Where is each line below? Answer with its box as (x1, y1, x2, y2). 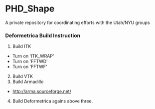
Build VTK (12, 73, 33, 79)
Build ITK (12, 43, 31, 49)
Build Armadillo (12, 78, 44, 85)
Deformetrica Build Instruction (5, 32, 81, 39)
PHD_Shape (5, 3, 55, 14)
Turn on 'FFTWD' (12, 58, 48, 64)
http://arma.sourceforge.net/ (12, 88, 71, 94)
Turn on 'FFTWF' (12, 63, 47, 70)
